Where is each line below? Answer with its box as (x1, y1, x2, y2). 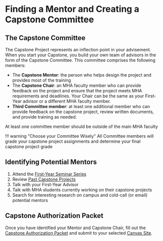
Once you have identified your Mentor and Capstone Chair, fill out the (5, 225, 146, 231)
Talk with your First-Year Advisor (12, 181, 79, 187)
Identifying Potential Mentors (5, 158, 97, 166)
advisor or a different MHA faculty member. (23, 98, 111, 104)
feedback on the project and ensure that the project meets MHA (12, 88, 142, 93)
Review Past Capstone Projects (12, 176, 76, 182)
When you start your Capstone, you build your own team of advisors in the (5, 52, 157, 58)
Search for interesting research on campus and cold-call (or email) (12, 192, 148, 198)
